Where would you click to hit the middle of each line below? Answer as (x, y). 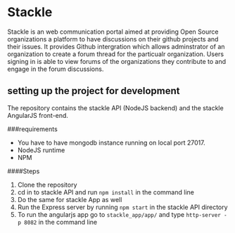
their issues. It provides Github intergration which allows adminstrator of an (116, 46)
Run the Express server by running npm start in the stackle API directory (122, 207)
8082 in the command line (61, 222)
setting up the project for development (94, 91)
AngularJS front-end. (38, 115)
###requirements (32, 129)
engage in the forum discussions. (56, 69)
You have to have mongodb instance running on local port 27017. (111, 142)
